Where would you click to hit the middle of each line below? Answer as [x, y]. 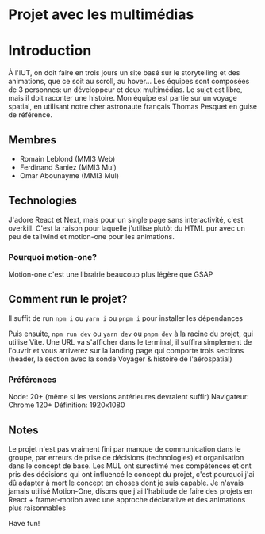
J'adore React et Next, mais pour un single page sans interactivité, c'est [126, 219]
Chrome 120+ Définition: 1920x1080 [67, 405]
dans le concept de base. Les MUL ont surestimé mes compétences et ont [130, 466]
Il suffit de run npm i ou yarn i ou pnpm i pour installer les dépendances [126, 318]
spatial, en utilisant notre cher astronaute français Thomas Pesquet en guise [133, 107]
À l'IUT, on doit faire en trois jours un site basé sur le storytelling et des [124, 73]
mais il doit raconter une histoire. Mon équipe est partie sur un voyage [123, 98]
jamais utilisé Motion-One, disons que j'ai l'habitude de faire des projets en [130, 491]
